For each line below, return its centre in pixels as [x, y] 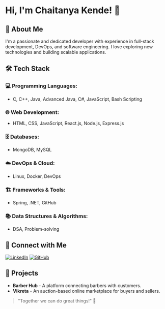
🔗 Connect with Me [36, 245]
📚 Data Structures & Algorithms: [47, 216]
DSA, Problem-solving [36, 229]
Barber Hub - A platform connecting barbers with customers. [77, 285]
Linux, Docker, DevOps [37, 176]
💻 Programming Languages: [42, 86]
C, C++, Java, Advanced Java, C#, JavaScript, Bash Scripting [77, 99]
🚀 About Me [24, 29]
